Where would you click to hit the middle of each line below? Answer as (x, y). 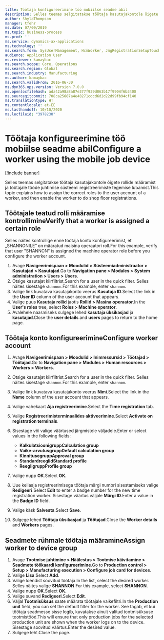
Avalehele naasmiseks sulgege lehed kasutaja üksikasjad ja (73, 312)
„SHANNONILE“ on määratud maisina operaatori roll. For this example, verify (81, 246)
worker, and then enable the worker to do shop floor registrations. (71, 198)
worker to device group (41, 548)
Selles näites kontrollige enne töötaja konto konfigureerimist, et (68, 240)
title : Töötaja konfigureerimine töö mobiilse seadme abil (66, 10)
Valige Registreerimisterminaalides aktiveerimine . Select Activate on (82, 416)
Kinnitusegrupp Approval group (52, 456)
